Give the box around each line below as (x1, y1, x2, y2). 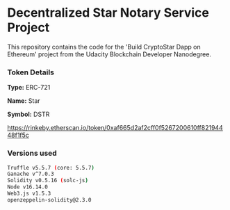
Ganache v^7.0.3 (7, 170, 54, 178)
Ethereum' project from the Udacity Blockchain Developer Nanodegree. (7, 50, 212, 58)
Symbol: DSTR (7, 110, 50, 119)
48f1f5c (7, 131, 30, 140)
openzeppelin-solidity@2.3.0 (7, 196, 92, 203)
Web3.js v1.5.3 (7, 190, 51, 197)
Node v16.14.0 (7, 184, 49, 191)
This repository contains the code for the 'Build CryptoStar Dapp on (7, 42, 201, 51)
